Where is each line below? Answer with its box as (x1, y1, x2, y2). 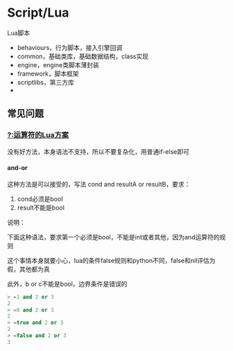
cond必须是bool (17, 194, 63, 203)
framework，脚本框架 (17, 69, 80, 78)
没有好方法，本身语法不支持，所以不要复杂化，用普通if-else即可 (7, 147, 189, 155)
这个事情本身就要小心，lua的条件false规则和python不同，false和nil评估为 (7, 256, 216, 264)
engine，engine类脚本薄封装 (17, 60, 99, 69)
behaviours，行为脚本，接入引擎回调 (17, 43, 123, 51)
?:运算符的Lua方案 (7, 130, 69, 140)
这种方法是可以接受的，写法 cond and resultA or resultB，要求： (7, 180, 191, 188)
